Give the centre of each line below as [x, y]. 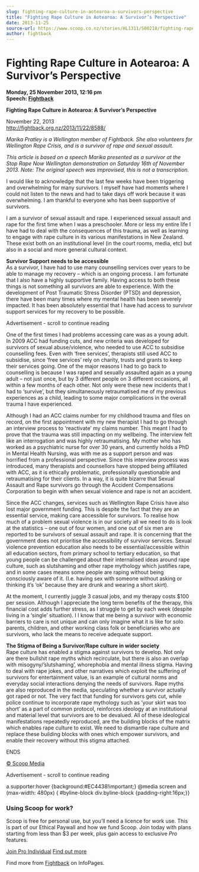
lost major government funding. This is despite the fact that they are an [93, 509]
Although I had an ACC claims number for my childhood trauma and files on [98, 416]
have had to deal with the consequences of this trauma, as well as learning [97, 231]
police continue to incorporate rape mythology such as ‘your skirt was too [96, 703]
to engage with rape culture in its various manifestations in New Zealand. [95, 237]
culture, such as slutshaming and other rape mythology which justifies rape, [99, 566]
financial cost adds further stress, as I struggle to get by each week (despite [99, 609]
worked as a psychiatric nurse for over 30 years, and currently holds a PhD [98, 447]
